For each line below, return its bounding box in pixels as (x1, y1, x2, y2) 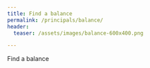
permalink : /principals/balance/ (7, 17, 104, 24)
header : (7, 23, 30, 30)
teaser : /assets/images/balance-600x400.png (13, 29, 144, 37)
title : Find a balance (7, 10, 73, 17)
